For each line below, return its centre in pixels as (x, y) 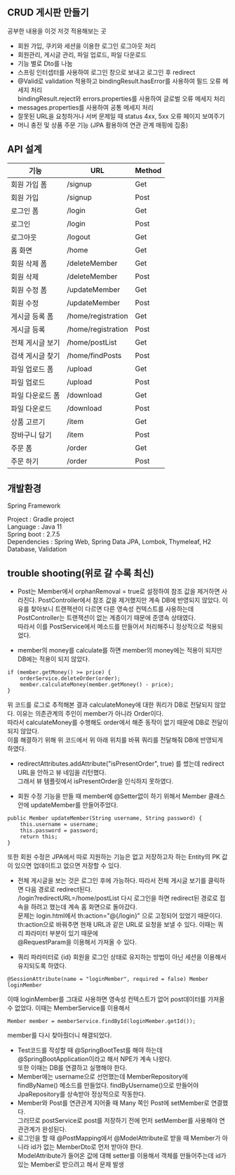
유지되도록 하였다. (42, 966)
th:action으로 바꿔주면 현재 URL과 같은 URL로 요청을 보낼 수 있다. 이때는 (116, 925)
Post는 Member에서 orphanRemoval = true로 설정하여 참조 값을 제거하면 (119, 591)
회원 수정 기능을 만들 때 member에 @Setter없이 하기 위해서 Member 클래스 (121, 796)
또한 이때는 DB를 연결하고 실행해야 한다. (72, 1068)
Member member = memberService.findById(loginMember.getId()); (102, 1022)
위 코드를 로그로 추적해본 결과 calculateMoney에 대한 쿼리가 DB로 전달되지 (110, 705)
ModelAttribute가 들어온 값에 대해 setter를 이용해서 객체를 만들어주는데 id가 (122, 1156)
